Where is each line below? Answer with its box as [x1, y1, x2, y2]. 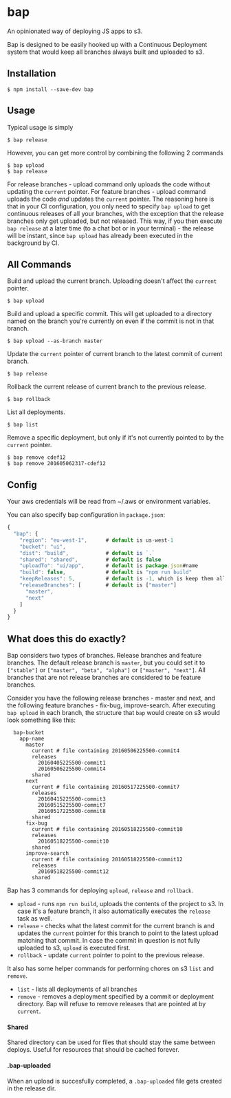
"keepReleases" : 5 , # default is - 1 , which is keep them [19, 576, 214, 582]
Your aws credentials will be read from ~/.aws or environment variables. [7, 498, 211, 506]
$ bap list [7, 422, 38, 429]
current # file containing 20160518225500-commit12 [32, 856, 184, 863]
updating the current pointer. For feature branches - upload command [7, 187, 206, 195]
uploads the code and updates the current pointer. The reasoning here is [7, 195, 214, 203]
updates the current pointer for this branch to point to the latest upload [16, 929, 219, 937]
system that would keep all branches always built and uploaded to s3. [7, 48, 204, 56]
